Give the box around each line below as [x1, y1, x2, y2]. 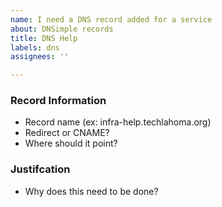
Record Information [10, 94, 107, 108]
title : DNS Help [10, 33, 78, 43]
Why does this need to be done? [24, 185, 159, 197]
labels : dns [10, 42, 60, 53]
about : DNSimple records [10, 24, 114, 34]
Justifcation [10, 162, 71, 176]
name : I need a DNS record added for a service [10, 14, 213, 25]
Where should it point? [24, 137, 118, 150]
